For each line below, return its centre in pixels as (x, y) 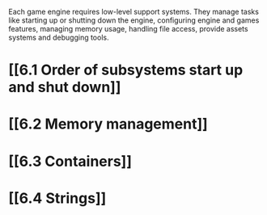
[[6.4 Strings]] (57, 198)
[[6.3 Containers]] (70, 161)
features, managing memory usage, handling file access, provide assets (128, 29)
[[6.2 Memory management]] (108, 124)
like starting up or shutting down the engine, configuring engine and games (134, 20)
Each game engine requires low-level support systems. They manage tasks (133, 12)
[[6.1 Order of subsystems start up (126, 70)
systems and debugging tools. (59, 37)
